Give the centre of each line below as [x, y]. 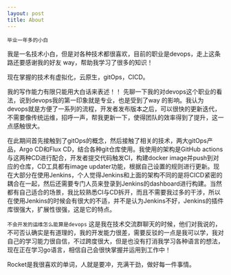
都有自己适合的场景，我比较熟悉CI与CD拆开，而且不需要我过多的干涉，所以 [114, 192]
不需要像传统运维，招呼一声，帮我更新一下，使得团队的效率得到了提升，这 [112, 117]
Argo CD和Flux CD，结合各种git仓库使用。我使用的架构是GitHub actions [121, 149]
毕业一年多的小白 [28, 40]
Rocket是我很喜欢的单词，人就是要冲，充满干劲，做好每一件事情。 [101, 264]
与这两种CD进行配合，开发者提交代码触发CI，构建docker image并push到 [110, 157]
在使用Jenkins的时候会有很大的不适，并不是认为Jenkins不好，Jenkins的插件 [115, 201]
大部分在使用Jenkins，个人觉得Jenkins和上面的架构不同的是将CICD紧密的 [118, 175]
